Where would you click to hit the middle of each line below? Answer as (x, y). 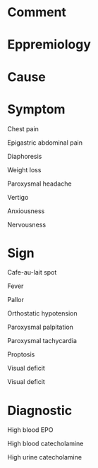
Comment (37, 12)
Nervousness (27, 224)
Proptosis (21, 354)
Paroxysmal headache (39, 184)
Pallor (16, 300)
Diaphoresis (25, 156)
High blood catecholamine (45, 444)
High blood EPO (30, 430)
